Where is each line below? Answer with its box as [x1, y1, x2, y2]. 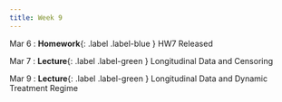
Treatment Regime [9, 82, 79, 93]
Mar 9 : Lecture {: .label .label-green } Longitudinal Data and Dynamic [9, 73, 268, 84]
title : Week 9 [9, 13, 63, 23]
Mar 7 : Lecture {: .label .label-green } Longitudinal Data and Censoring [9, 55, 274, 66]
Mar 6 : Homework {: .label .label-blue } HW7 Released [9, 38, 213, 49]
